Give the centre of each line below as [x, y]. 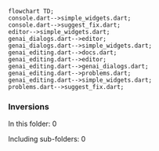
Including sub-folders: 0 [47, 139]
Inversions [29, 106]
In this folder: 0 [33, 124]
